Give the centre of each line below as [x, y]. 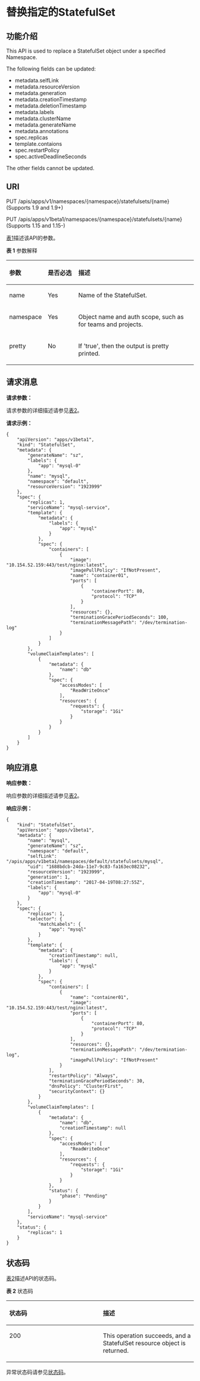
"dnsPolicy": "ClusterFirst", [86, 1087]
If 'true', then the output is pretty [124, 346]
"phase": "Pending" [84, 1196]
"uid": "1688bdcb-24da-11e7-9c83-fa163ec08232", [89, 867]
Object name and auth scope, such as [131, 317]
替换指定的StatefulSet [61, 12]
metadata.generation [40, 93]
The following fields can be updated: [51, 69]
